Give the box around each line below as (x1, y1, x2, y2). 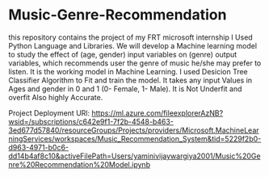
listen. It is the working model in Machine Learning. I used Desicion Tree (8, 66, 248, 76)
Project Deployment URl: (8, 107, 90, 118)
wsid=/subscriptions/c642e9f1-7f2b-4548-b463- (8, 116, 174, 126)
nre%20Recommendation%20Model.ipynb (8, 159, 151, 169)
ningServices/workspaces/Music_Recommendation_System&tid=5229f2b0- (8, 133, 262, 143)
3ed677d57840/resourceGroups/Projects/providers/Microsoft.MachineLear (8, 125, 260, 135)
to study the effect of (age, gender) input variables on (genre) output (8, 49, 237, 59)
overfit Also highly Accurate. (8, 92, 103, 102)
